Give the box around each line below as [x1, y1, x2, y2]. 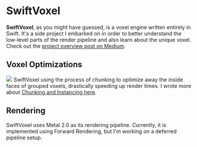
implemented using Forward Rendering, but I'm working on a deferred [6, 128, 177, 135]
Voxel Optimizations [6, 60, 82, 70]
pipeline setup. [6, 134, 43, 141]
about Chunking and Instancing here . [6, 89, 97, 96]
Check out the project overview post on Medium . [6, 43, 126, 50]
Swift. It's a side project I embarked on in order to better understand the [6, 30, 182, 37]
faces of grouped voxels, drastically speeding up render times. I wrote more [6, 82, 192, 89]
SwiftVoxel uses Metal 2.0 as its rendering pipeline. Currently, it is [6, 121, 167, 128]
